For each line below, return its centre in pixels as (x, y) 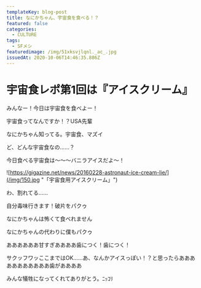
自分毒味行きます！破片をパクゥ (47, 205)
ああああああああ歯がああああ (44, 265)
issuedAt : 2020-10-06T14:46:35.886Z (53, 58)
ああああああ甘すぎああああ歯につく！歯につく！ (68, 244)
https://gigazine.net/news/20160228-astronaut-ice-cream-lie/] (89, 172)
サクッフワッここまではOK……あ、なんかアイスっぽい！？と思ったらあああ (101, 257)
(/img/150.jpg (23, 180)
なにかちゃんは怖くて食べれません (49, 219)
